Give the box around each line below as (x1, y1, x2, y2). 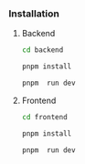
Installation (8, 7, 60, 20)
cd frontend (21, 112, 68, 121)
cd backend (21, 46, 64, 55)
